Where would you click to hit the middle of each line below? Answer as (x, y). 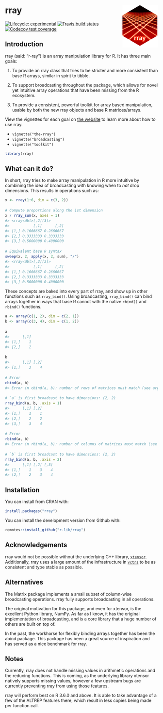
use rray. (14, 124)
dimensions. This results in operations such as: (52, 191)
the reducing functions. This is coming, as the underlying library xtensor (77, 676)
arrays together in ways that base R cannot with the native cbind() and (76, 302)
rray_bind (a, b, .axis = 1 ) (33, 403)
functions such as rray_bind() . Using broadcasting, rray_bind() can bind (78, 296)
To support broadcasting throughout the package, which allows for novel (85, 85)
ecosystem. (24, 95)
